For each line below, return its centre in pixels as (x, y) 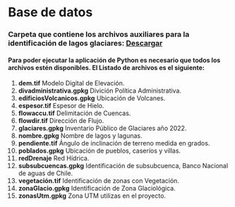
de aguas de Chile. (46, 173)
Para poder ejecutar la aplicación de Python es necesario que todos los (114, 60)
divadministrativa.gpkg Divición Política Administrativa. (100, 91)
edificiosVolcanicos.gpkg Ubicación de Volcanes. (92, 98)
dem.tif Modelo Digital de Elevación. (71, 83)
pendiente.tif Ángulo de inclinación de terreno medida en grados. (114, 143)
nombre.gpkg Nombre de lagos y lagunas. (80, 136)
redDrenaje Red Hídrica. (54, 158)
